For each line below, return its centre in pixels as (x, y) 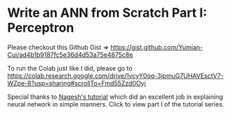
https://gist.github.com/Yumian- (157, 47)
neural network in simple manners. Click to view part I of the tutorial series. (116, 104)
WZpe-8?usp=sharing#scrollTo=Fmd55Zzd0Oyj (77, 83)
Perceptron (41, 28)
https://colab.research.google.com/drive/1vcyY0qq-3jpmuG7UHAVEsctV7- (115, 76)
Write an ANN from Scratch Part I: (107, 13)
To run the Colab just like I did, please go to (70, 68)
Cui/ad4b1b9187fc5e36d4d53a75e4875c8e (70, 55)
